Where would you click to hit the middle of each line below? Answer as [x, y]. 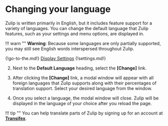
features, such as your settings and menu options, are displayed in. [75, 33]
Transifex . [16, 118]
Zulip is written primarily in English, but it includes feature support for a [79, 23]
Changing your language [58, 9]
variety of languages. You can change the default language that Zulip [77, 28]
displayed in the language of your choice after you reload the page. [82, 103]
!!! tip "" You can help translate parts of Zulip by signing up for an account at [84, 113]
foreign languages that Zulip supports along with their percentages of [85, 83]
